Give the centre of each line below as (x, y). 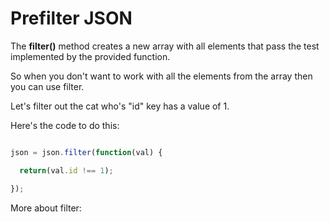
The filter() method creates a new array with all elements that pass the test (165, 46)
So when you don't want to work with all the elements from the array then (161, 76)
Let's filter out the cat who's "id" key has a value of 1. (120, 106)
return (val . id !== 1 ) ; (66, 170)
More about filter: (46, 208)
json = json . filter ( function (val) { (86, 152)
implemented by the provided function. (90, 56)
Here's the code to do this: (65, 125)
